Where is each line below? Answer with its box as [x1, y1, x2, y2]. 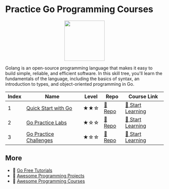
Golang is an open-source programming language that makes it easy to [5, 65, 153, 71]
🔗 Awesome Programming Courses [12, 178, 86, 184]
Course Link [128, 93, 158, 100]
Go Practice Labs [26, 119, 67, 126]
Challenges [26, 137, 53, 144]
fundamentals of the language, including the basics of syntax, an [5, 76, 140, 82]
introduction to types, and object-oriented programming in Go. [5, 81, 135, 87]
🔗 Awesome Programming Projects [12, 172, 84, 178]
